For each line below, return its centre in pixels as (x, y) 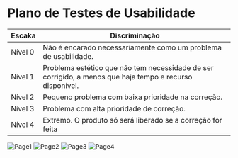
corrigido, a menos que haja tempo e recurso (118, 77)
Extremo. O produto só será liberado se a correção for (132, 120)
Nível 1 (23, 77)
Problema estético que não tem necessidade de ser (128, 67)
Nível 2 (23, 97)
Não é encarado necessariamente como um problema (132, 47)
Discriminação (135, 35)
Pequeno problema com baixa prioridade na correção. (133, 97)
